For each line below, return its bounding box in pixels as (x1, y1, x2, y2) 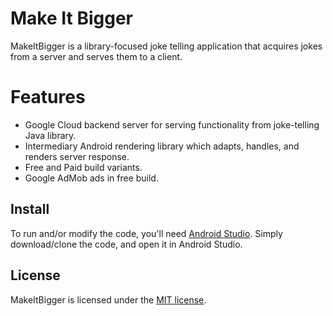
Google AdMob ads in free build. (24, 172, 159, 184)
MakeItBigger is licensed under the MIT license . (10, 293, 207, 306)
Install (10, 201, 50, 218)
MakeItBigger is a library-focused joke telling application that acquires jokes (10, 40, 323, 52)
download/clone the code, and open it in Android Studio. (10, 238, 243, 250)
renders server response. (24, 150, 130, 162)
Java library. (24, 129, 77, 141)
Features (10, 86, 86, 109)
